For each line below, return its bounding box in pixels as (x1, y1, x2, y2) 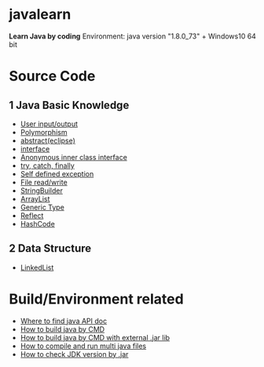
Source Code (9, 67, 96, 85)
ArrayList (20, 194, 50, 203)
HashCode (20, 219, 56, 228)
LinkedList (20, 263, 54, 272)
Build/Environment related (9, 290, 184, 307)
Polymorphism (20, 127, 68, 136)
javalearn (9, 5, 71, 24)
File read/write (20, 177, 68, 187)
